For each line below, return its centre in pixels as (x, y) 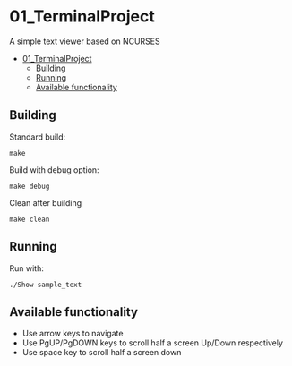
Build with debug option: (55, 170)
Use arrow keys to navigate (73, 334)
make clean (30, 219)
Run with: (27, 268)
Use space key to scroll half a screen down (102, 353)
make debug (30, 186)
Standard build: (37, 137)
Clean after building (46, 202)
